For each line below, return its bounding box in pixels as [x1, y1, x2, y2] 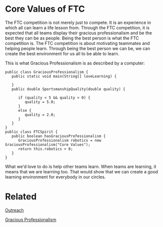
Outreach [5, 207, 24, 213]
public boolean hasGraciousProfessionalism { [11, 133, 106, 139]
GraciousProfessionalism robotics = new [18, 138, 102, 143]
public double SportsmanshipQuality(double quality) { [11, 86, 125, 91]
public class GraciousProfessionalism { [5, 69, 89, 74]
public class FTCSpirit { [5, 129, 58, 134]
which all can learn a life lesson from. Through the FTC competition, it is [5, 24, 150, 30]
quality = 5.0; [24, 99, 56, 104]
